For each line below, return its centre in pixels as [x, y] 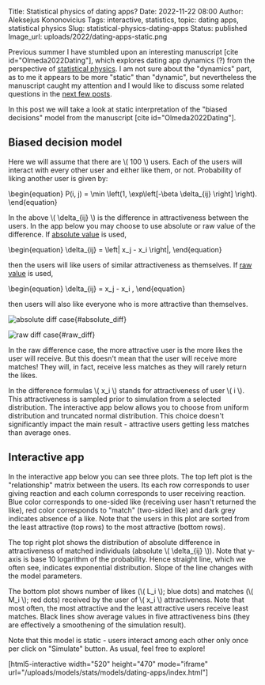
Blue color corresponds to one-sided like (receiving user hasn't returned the [132, 501]
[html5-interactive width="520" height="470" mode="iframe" [108, 664]
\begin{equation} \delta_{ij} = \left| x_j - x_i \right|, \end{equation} [115, 249]
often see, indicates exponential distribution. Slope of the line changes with [131, 567]
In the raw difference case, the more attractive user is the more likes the [125, 350]
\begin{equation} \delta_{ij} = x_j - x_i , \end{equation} [97, 289]
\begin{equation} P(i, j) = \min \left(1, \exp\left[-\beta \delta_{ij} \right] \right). [132, 194]
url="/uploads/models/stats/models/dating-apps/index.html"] [108, 672]
